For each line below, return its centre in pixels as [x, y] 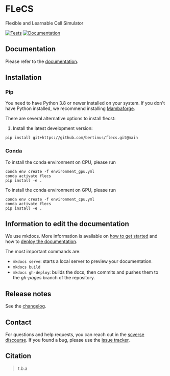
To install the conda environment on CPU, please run [61, 162]
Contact [18, 322]
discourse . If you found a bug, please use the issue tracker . [68, 340]
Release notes [28, 294]
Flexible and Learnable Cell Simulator [44, 23]
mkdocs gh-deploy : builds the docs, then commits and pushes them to [86, 272]
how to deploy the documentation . [41, 241]
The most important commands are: [43, 252]
